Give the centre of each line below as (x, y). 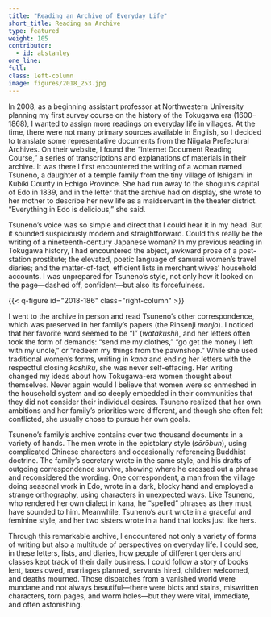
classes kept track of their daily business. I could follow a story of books (128, 561)
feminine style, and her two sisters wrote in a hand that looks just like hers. (132, 520)
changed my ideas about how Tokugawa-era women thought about (120, 376)
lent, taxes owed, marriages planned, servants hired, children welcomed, (129, 570)
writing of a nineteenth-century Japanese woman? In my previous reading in (135, 242)
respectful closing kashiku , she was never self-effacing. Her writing (121, 367)
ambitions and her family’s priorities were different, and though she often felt (135, 410)
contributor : (30, 46)
